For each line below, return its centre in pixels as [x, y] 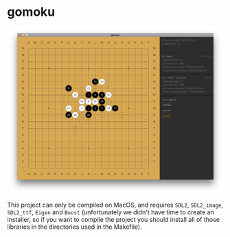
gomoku [31, 12]
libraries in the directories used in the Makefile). [74, 227]
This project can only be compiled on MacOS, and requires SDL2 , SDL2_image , [115, 205]
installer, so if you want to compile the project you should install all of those [113, 220]
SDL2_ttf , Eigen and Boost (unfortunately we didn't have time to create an [111, 212]
